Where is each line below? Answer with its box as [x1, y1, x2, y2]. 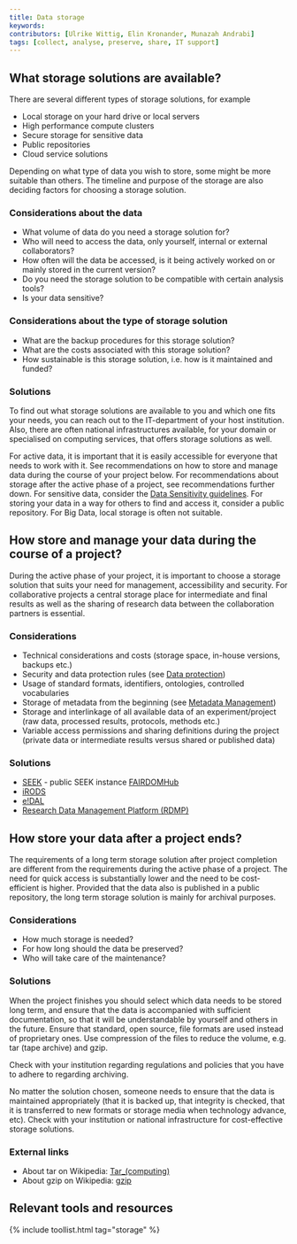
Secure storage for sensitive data [21, 130, 143, 141]
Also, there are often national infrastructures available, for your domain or [9, 424, 277, 435]
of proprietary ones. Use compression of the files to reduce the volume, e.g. [9, 1032, 286, 1043]
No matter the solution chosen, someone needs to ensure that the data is [9, 1086, 276, 1096]
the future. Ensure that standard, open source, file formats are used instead [9, 1024, 285, 1034]
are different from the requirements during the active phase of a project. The [9, 864, 288, 875]
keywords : [9, 21, 46, 30]
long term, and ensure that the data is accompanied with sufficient [9, 1004, 251, 1015]
